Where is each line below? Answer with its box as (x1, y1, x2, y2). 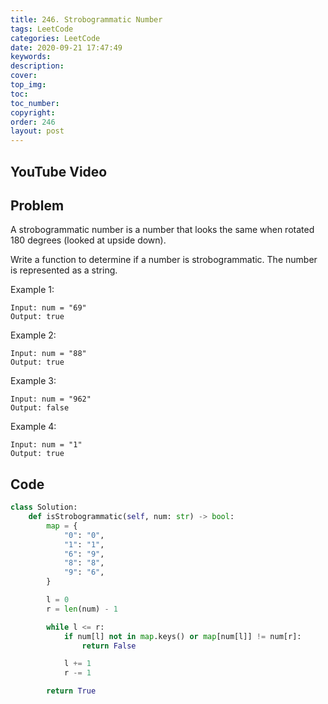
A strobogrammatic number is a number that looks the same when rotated (10, 224, 315, 236)
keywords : (10, 52, 52, 62)
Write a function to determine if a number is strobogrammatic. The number (10, 254, 318, 266)
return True (46, 686, 97, 696)
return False (81, 641, 137, 651)
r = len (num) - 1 (46, 604, 118, 614)
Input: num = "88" (10, 349, 87, 359)
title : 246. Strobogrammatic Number (10, 14, 163, 25)
